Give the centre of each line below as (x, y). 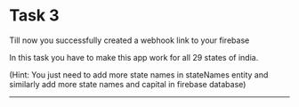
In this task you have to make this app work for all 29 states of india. (134, 57)
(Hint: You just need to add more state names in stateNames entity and (139, 74)
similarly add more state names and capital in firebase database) (128, 84)
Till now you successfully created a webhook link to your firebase (129, 40)
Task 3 (34, 16)
